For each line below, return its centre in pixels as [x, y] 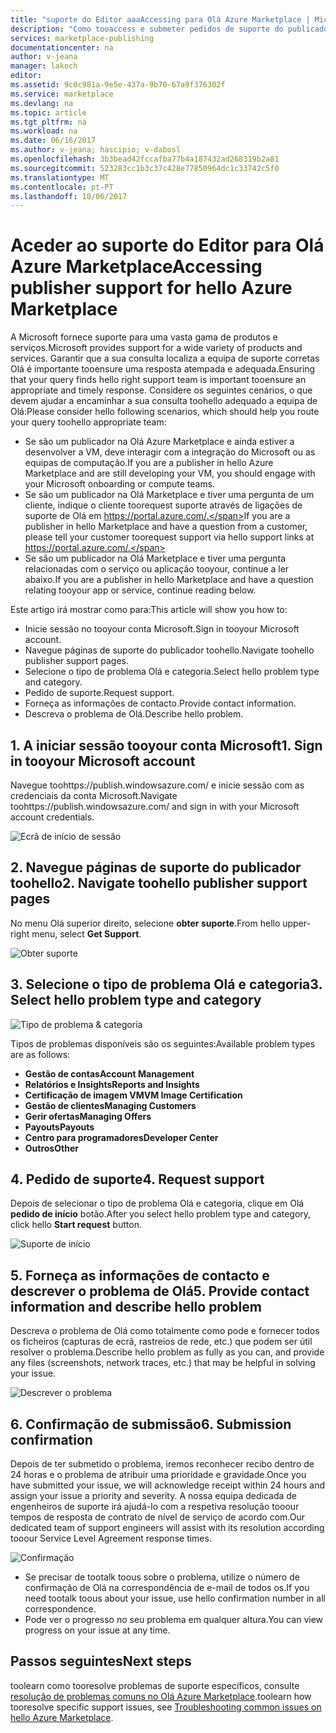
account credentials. [52, 817]
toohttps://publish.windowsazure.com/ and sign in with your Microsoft [155, 806]
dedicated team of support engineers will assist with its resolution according [167, 1528]
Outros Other [51, 1148]
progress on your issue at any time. [97, 1630]
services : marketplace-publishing [82, 38]
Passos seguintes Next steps [101, 1661]
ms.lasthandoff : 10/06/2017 [69, 196]
